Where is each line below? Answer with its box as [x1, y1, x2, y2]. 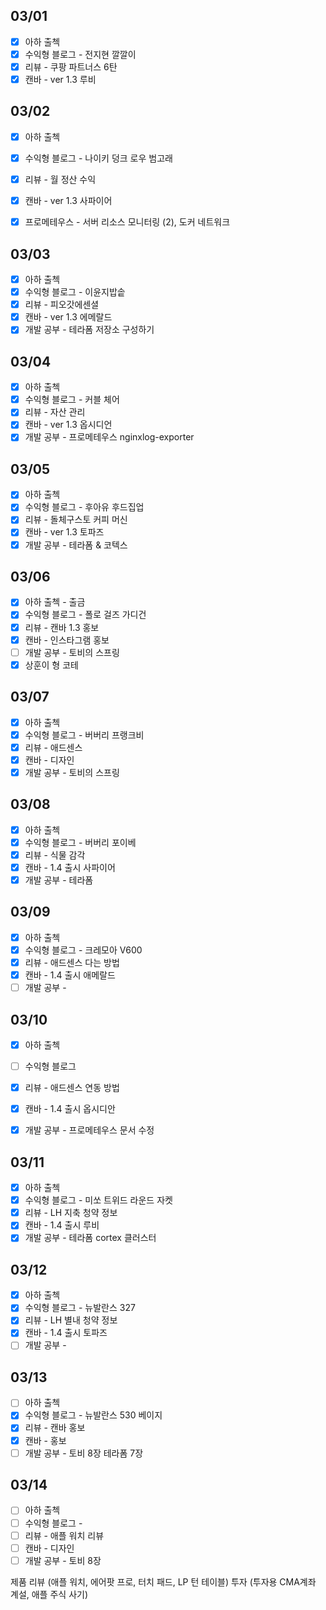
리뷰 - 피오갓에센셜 [24, 299, 100, 311]
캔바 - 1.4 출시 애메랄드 [24, 969, 116, 981]
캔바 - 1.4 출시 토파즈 [24, 1327, 108, 1339]
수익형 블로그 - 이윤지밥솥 [24, 286, 126, 298]
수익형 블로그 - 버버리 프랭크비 [24, 729, 145, 741]
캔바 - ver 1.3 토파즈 [24, 526, 105, 538]
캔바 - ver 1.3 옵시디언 [24, 419, 113, 431]
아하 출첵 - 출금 [24, 596, 86, 608]
